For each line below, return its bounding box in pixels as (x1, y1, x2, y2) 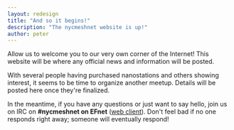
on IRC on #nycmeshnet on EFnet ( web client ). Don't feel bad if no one (7, 107, 217, 116)
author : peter (7, 30, 50, 38)
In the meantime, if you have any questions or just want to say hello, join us (7, 100, 228, 109)
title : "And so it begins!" (7, 17, 91, 24)
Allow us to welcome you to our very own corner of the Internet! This (7, 50, 209, 58)
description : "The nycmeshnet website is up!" (7, 23, 148, 31)
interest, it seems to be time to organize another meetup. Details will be (7, 79, 216, 87)
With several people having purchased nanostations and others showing (7, 71, 219, 80)
